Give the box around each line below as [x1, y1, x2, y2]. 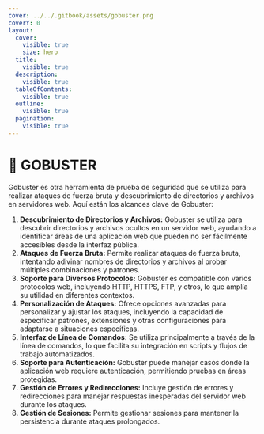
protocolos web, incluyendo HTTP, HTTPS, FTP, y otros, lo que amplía [19, 282, 248, 291]
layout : [8, 26, 34, 34]
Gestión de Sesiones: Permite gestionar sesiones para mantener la [19, 408, 239, 417]
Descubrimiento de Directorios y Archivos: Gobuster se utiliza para [19, 215, 243, 224]
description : [15, 70, 58, 78]
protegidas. [19, 374, 58, 384]
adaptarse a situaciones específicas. [19, 324, 140, 333]
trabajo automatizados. [19, 349, 95, 359]
